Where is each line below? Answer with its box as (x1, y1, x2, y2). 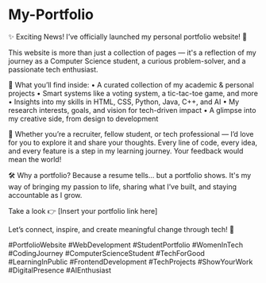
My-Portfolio (8, 6, 94, 24)
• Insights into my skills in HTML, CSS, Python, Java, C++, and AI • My (8, 97, 240, 107)
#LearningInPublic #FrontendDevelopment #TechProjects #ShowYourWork (8, 257, 253, 266)
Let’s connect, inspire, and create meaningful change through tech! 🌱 (8, 224, 235, 234)
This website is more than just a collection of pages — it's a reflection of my (8, 48, 256, 57)
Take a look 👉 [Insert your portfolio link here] (8, 206, 158, 215)
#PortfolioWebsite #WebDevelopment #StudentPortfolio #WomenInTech (8, 240, 244, 250)
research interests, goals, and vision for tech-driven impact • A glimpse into (8, 105, 256, 114)
